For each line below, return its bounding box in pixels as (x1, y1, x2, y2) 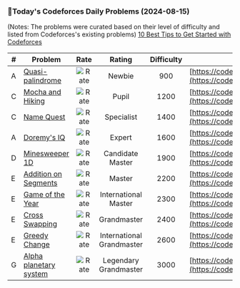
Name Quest (23, 112, 66, 122)
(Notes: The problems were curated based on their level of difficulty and (7, 23, 220, 31)
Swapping (23, 219, 58, 229)
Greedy (23, 231, 49, 241)
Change (23, 240, 50, 250)
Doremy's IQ (23, 133, 66, 143)
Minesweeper (23, 149, 70, 159)
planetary (23, 260, 56, 270)
